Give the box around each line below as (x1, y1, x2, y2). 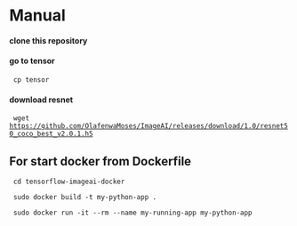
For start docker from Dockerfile (9, 153, 192, 169)
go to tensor (9, 55, 55, 67)
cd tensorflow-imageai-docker (12, 177, 125, 186)
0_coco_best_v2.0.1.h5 (9, 130, 93, 139)
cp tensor (12, 75, 50, 85)
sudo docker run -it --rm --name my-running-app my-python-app (12, 208, 253, 217)
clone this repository (9, 35, 88, 45)
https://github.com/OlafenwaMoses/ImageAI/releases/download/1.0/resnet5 (9, 122, 289, 131)
